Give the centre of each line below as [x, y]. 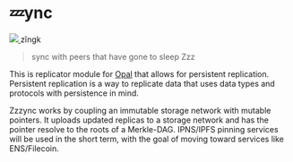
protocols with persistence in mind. [74, 93]
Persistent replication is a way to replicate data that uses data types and [142, 83]
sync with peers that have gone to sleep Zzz [113, 56]
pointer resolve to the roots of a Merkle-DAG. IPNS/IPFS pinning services [144, 129]
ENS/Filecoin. [34, 148]
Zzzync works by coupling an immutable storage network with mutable [140, 110]
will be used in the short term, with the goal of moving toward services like [146, 139]
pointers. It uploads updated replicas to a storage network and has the [139, 120]
